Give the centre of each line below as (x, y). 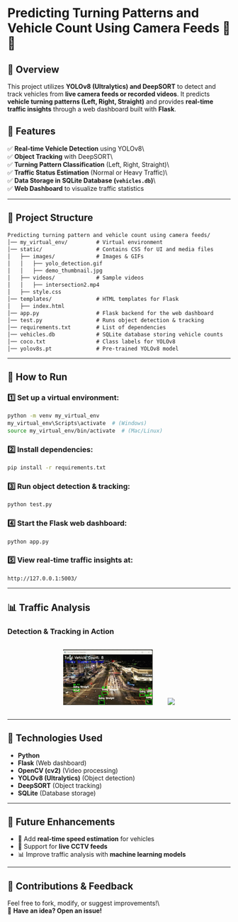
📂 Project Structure (50, 218)
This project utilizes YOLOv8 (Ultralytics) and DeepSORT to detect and (112, 86)
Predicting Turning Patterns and (103, 13)
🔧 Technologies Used (55, 739)
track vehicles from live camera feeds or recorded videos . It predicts (109, 94)
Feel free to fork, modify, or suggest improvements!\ (84, 904)
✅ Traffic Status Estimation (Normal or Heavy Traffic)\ (87, 172)
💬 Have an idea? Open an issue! (55, 911)
